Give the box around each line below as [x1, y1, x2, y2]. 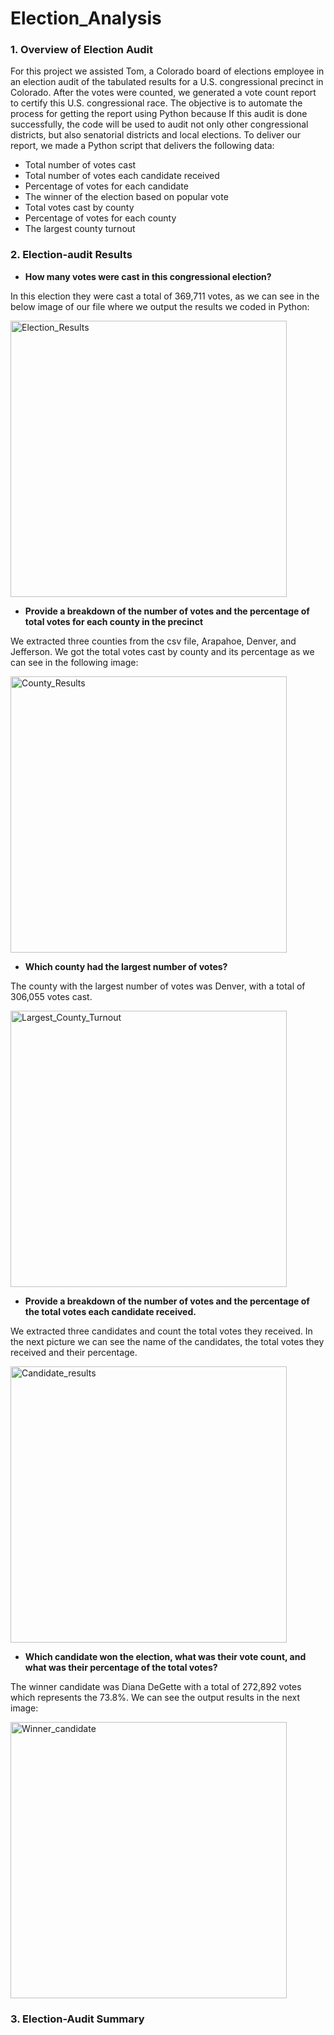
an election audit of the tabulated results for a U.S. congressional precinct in [10, 76, 324, 88]
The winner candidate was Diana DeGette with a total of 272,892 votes [10, 1680, 302, 1692]
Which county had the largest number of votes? [24, 960, 228, 972]
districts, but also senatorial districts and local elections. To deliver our [10, 129, 302, 141]
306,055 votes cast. [10, 990, 93, 1002]
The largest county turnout [24, 223, 136, 235]
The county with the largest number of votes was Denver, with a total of [10, 980, 306, 992]
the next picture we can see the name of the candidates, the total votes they [10, 1335, 325, 1347]
